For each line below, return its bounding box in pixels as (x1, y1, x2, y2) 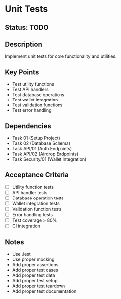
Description (5, 40, 42, 48)
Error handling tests (12, 212, 53, 218)
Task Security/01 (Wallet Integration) (12, 156, 87, 162)
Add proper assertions (12, 262, 59, 268)
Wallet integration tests (12, 200, 60, 207)
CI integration (12, 223, 41, 229)
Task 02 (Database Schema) (12, 140, 71, 146)
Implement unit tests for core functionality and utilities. (5, 53, 117, 59)
